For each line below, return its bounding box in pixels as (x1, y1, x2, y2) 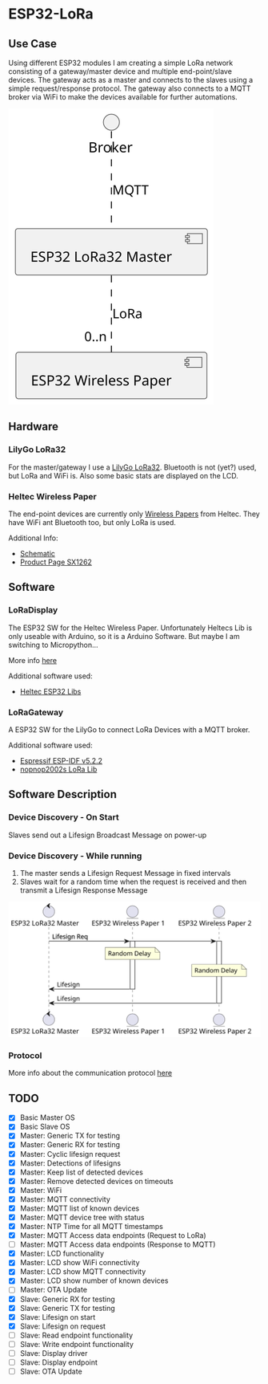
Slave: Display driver (19, 1348, 88, 1358)
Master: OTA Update (19, 1285, 88, 1295)
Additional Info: (8, 533, 58, 543)
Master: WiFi (19, 1185, 62, 1195)
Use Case (8, 37, 58, 51)
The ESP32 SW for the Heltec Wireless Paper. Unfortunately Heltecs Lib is (8, 623, 253, 633)
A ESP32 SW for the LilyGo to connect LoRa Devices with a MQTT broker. (8, 724, 250, 735)
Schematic (19, 548, 56, 558)
